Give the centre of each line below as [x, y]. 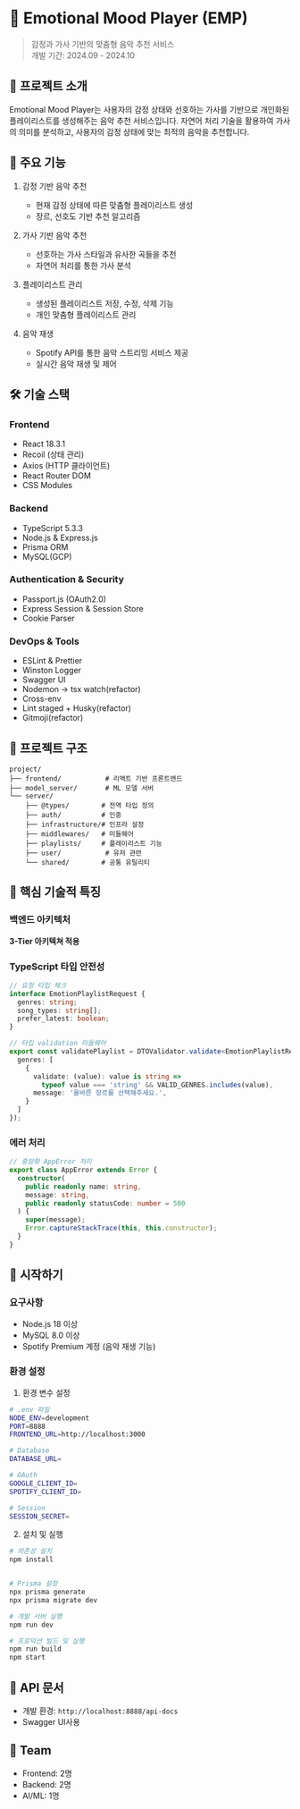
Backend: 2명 [46, 1784]
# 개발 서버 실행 [36, 1616]
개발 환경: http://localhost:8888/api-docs [100, 1711]
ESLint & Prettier [52, 661]
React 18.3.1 [43, 444]
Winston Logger [52, 671]
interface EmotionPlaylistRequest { [77, 993]
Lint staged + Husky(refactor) [77, 708]
